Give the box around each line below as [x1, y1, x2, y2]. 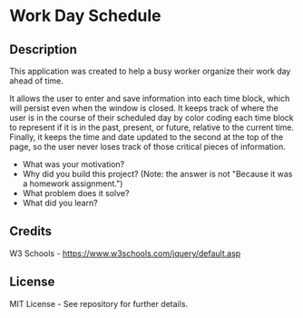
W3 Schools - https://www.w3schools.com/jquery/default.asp [9, 247, 241, 259]
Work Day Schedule [9, 5, 161, 26]
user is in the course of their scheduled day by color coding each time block [9, 113, 295, 123]
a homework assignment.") [22, 178, 123, 189]
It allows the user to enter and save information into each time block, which [9, 93, 290, 104]
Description [9, 42, 77, 57]
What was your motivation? [22, 159, 125, 169]
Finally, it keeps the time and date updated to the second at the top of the [9, 132, 284, 142]
